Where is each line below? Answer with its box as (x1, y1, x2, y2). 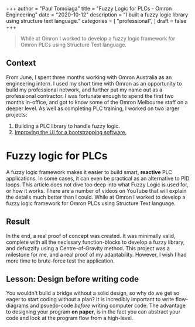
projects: (6, 111, 28, 118)
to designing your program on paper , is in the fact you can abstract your (6, 308, 180, 315)
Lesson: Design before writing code (6, 274, 139, 284)
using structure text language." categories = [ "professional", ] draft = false (6, 18, 187, 24)
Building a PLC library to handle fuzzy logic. (14, 122, 120, 130)
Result (6, 217, 30, 227)
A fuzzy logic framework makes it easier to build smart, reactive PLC (6, 168, 173, 175)
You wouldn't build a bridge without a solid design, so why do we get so (6, 289, 180, 297)
